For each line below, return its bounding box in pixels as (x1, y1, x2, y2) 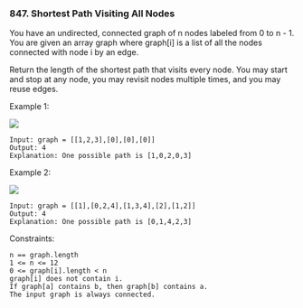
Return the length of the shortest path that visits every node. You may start (9, 64, 288, 75)
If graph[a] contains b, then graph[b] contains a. (9, 283, 208, 292)
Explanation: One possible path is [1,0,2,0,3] (9, 152, 193, 161)
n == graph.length (9, 251, 79, 260)
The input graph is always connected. (9, 290, 156, 300)
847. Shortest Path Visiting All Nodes (9, 7, 175, 20)
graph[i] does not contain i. (9, 275, 124, 284)
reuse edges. (9, 84, 59, 95)
